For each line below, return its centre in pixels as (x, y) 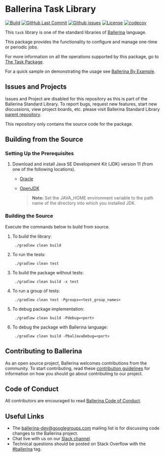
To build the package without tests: (48, 272)
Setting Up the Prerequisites (39, 154)
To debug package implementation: (48, 309)
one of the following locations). (44, 169)
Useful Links (25, 416)
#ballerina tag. (27, 449)
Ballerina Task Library (50, 9)
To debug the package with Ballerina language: (60, 327)
